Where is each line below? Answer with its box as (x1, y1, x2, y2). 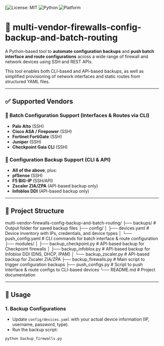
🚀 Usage (5, 291, 31, 299)
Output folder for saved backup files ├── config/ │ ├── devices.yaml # (5, 225, 149, 231)
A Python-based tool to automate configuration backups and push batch (5, 48, 155, 54)
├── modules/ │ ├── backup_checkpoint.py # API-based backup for (5, 240, 145, 247)
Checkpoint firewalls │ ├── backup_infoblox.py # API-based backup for (5, 246, 150, 252)
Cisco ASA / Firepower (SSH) (12, 128, 72, 134)
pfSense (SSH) (12, 172, 43, 178)
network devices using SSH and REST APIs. (5, 59, 93, 65)
